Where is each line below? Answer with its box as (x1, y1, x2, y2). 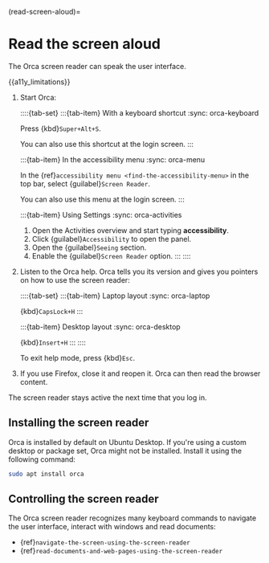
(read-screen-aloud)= (8, 7, 81, 16)
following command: (8, 454, 76, 464)
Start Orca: (19, 92, 57, 102)
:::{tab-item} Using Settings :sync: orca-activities (19, 210, 182, 219)
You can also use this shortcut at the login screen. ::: (19, 139, 194, 149)
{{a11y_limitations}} (8, 76, 71, 87)
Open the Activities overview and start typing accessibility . (31, 225, 230, 235)
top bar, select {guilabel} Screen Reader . (19, 178, 151, 188)
